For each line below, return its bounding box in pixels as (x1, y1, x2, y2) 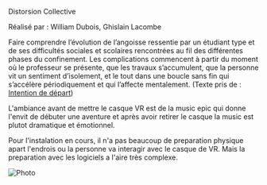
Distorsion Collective (8, 7, 76, 16)
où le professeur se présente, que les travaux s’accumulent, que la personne (8, 63, 259, 72)
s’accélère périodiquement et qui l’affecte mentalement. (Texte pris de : (8, 79, 242, 89)
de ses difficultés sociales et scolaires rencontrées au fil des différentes (8, 46, 244, 55)
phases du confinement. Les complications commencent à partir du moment (8, 55, 258, 64)
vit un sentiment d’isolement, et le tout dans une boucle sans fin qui (8, 71, 230, 80)
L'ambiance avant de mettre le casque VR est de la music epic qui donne (8, 103, 246, 113)
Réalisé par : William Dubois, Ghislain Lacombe (8, 22, 162, 31)
